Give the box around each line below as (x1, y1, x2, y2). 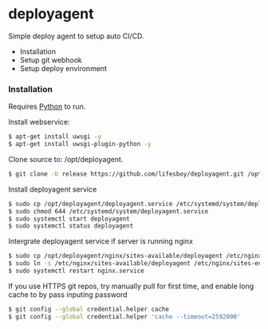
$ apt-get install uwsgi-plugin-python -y (8, 141, 152, 149)
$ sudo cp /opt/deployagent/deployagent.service (8, 200, 173, 208)
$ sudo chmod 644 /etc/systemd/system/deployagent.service (8, 207, 209, 216)
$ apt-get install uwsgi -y (8, 133, 102, 141)
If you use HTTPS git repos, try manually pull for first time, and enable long (8, 281, 254, 291)
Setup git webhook (19, 55, 82, 65)
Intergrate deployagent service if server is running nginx (8, 236, 194, 246)
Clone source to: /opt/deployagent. (8, 154, 124, 164)
